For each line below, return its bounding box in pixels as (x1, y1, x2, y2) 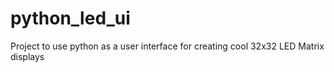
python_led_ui (10, 7, 131, 30)
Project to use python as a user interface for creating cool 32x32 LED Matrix (10, 40, 325, 52)
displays (10, 50, 45, 62)
